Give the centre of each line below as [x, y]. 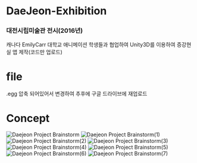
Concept [28, 118]
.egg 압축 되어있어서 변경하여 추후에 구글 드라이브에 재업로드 [77, 94]
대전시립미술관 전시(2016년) [45, 31]
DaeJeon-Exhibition [57, 11]
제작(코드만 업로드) [40, 52]
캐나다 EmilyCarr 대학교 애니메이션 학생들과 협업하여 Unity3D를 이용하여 [91, 45]
